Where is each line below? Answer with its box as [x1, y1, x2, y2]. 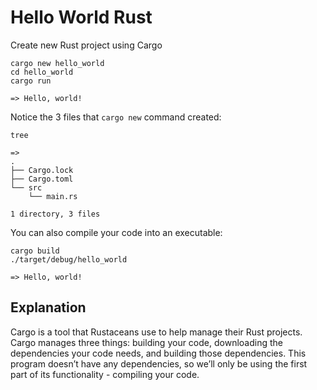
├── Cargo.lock [10, 165, 74, 175]
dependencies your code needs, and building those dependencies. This [10, 347, 307, 359]
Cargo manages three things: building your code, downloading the [10, 336, 283, 348]
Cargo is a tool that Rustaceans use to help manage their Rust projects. [10, 326, 303, 338]
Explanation [10, 299, 87, 316]
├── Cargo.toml [10, 174, 74, 184]
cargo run [10, 76, 52, 86]
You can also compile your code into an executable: [10, 226, 223, 238]
